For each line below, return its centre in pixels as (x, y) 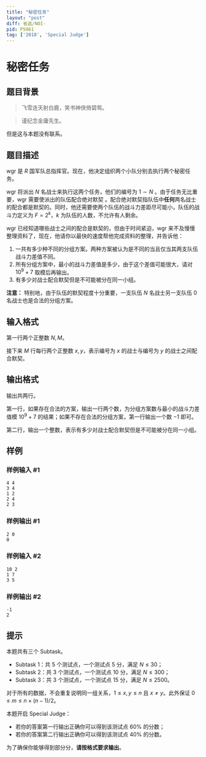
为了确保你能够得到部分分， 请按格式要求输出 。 (65, 747)
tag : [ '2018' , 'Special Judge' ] (48, 35)
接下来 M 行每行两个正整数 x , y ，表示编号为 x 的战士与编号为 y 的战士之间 (99, 351)
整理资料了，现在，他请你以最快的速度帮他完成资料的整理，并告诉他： (95, 236)
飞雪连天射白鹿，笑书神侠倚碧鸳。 (64, 108)
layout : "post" (26, 18)
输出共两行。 (22, 395)
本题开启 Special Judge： (39, 713)
